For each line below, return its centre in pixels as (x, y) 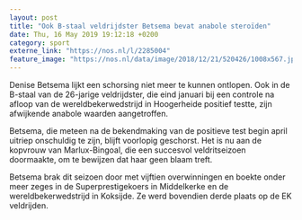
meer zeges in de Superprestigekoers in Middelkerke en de (119, 186)
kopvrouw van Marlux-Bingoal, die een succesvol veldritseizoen (128, 150)
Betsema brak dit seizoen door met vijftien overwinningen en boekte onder (147, 177)
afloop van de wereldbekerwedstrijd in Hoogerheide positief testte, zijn (141, 104)
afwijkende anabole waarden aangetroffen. (89, 114)
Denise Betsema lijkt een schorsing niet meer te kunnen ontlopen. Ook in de (150, 85)
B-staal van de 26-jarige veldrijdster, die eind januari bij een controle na (142, 94)
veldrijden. (29, 206)
